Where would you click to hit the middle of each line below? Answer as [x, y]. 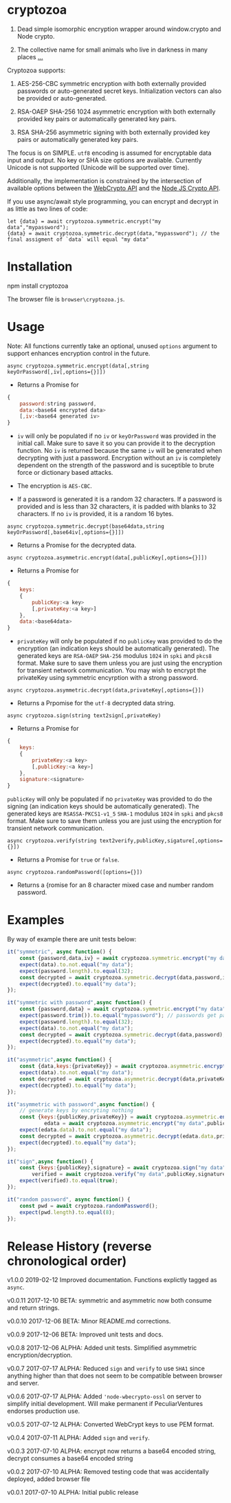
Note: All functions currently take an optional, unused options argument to [112, 345]
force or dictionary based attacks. [65, 473]
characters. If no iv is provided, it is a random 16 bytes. [95, 514]
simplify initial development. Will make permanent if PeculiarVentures [105, 1404]
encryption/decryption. [40, 1355]
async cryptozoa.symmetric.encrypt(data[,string [78, 366]
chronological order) [67, 1261]
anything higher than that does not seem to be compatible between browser [115, 1376]
